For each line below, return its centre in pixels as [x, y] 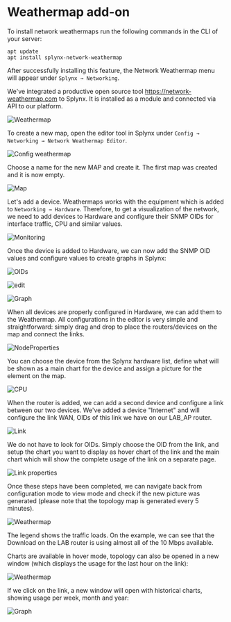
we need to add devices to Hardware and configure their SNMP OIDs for [110, 216]
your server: [25, 38]
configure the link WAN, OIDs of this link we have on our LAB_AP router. [110, 417]
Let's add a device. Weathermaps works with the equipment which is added [115, 202]
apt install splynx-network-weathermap [65, 57]
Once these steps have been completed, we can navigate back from [105, 486]
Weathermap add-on [69, 12]
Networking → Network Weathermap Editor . [67, 140]
